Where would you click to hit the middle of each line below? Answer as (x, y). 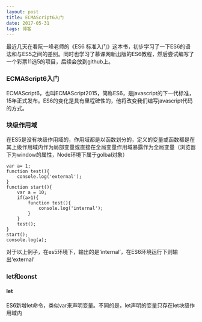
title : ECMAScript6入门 (35, 17)
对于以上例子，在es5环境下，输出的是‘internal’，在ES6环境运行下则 (90, 251)
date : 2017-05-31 (28, 23)
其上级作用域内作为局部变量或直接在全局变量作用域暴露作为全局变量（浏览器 (101, 147)
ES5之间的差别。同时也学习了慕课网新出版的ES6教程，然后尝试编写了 (108, 54)
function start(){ (29, 187)
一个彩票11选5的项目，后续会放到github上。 (60, 62)
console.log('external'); (50, 176)
